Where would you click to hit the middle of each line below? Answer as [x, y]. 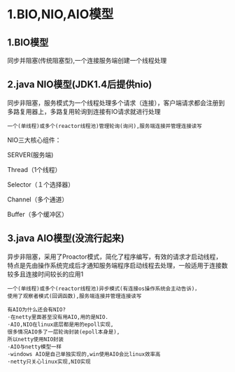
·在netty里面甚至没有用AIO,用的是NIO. [58, 317]
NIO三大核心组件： [34, 140]
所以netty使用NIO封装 [36, 339]
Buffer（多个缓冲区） [38, 214]
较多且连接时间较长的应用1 [45, 274]
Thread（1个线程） [34, 169]
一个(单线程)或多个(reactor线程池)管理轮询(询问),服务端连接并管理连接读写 [105, 126]
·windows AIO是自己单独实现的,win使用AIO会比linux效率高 [84, 354]
